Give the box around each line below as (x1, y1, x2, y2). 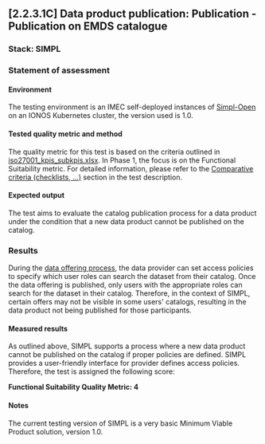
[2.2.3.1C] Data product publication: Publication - (8, 7, 257, 21)
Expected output (8, 191, 65, 200)
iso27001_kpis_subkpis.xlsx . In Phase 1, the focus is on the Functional (8, 155, 236, 165)
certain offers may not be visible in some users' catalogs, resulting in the (8, 297, 247, 307)
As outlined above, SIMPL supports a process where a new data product (8, 341, 246, 351)
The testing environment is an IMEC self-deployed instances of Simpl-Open (8, 102, 256, 112)
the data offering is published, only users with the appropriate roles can (8, 280, 243, 290)
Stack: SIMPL (8, 44, 61, 55)
